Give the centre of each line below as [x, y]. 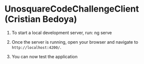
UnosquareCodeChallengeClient [72, 9]
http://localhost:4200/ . [36, 47]
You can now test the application [44, 56]
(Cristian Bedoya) [41, 19]
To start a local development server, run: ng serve [62, 32]
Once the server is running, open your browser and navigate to [75, 42]
